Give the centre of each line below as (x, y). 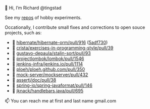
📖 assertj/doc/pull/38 (34, 80)
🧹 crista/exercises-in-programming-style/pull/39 (63, 48)
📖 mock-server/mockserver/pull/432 (50, 75)
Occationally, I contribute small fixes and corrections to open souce (75, 27)
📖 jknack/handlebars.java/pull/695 (48, 91)
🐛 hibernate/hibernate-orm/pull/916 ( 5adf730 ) (60, 42)
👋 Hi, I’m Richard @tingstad (33, 8)
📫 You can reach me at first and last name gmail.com (61, 101)
